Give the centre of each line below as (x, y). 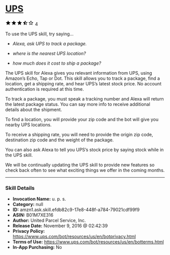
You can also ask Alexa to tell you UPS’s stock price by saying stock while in (84, 149)
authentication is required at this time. (45, 89)
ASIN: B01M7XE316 (33, 215)
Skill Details (20, 188)
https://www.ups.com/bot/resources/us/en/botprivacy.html (74, 237)
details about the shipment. (34, 110)
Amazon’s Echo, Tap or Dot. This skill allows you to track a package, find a (83, 78)
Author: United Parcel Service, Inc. (49, 221)
